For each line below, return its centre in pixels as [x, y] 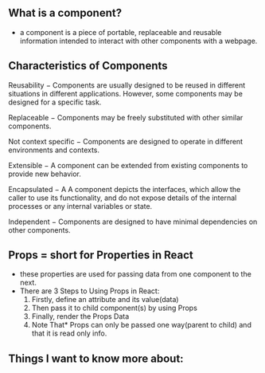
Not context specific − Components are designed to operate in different [126, 141]
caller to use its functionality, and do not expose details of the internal [123, 198]
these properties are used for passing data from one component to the [136, 274]
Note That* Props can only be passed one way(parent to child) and [142, 325]
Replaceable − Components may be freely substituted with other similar [126, 117]
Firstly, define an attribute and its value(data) [105, 300]
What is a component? [65, 13]
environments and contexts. [54, 150]
